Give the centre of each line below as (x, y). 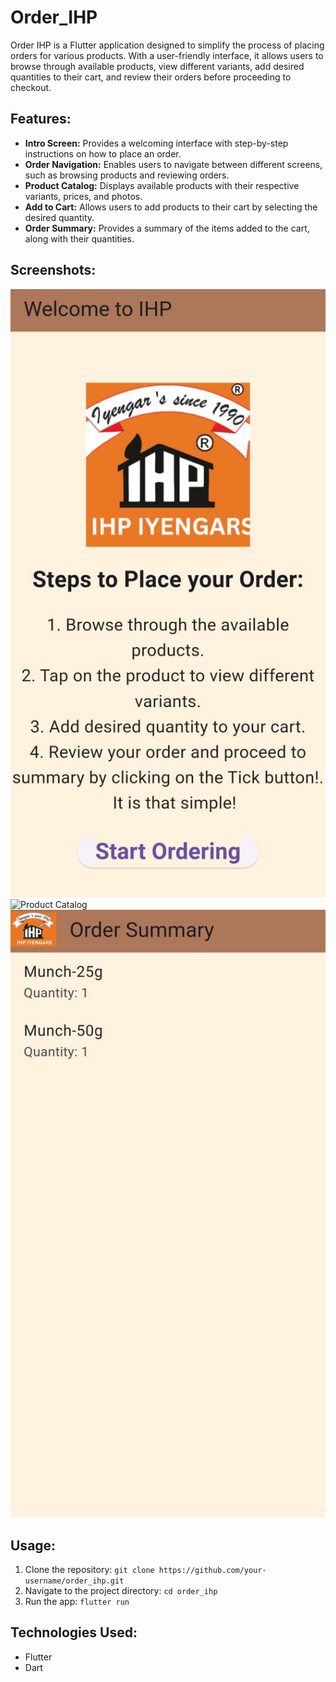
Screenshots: (53, 270)
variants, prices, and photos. (83, 196)
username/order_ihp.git (74, 1581)
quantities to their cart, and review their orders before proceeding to (151, 77)
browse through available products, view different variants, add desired (157, 66)
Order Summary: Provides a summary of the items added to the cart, (167, 228)
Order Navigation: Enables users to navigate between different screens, (173, 164)
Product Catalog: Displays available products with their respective (162, 185)
